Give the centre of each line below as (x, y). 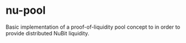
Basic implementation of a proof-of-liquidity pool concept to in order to (93, 27)
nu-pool (26, 10)
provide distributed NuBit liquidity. (48, 33)
